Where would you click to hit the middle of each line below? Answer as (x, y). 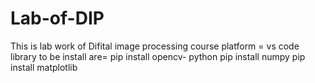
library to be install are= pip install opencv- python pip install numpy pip (158, 56)
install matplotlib (44, 67)
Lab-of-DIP (57, 18)
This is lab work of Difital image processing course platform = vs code (155, 46)
